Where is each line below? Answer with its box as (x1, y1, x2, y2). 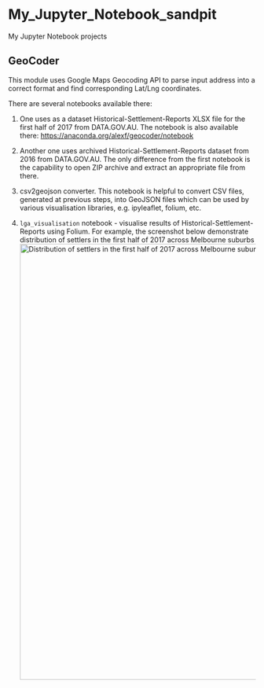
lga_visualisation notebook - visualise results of (19, 218, 180, 227)
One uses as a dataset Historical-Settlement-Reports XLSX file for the (19, 114, 246, 123)
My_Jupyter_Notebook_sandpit (8, 6, 218, 24)
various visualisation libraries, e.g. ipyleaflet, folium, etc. (19, 203, 202, 212)
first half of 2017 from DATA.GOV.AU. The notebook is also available (19, 122, 239, 131)
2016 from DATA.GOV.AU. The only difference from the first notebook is (19, 154, 251, 164)
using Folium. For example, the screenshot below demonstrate (46, 226, 249, 236)
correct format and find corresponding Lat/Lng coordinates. (8, 83, 202, 93)
